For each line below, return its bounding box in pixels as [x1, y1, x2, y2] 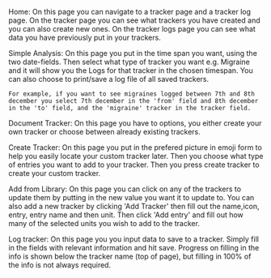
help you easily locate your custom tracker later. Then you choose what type [8, 152, 264, 160]
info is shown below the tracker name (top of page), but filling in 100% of [8, 251, 252, 261]
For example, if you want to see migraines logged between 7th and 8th [8, 90, 255, 98]
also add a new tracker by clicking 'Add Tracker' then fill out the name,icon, [8, 202, 260, 211]
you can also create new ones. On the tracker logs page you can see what [8, 24, 256, 33]
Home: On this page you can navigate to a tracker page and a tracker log [8, 7, 252, 16]
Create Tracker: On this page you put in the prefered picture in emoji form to [8, 143, 263, 152]
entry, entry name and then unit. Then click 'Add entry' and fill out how [8, 210, 244, 220]
